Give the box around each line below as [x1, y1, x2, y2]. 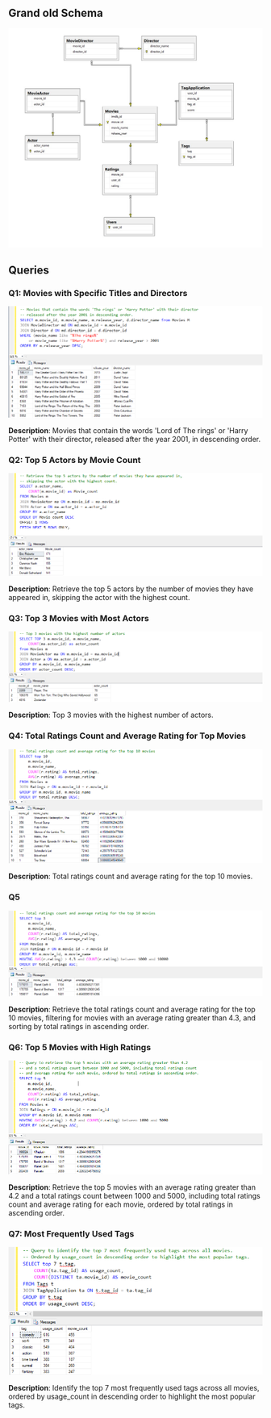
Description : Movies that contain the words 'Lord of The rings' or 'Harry [8, 425, 248, 435]
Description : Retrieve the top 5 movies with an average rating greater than [8, 1182, 256, 1192]
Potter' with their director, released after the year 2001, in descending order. [8, 434, 261, 444]
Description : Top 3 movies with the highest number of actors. [8, 710, 214, 720]
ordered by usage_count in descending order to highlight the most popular [8, 1391, 256, 1401]
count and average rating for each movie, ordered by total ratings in [8, 1199, 234, 1209]
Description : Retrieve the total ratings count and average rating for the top [8, 1004, 256, 1015]
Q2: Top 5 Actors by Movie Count [8, 454, 141, 465]
